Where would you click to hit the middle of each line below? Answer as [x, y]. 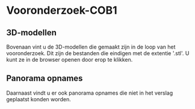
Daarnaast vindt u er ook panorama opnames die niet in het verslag [90, 93]
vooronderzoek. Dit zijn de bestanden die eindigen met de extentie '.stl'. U [98, 53]
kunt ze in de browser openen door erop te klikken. [70, 60]
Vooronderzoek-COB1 [62, 10]
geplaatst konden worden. [39, 99]
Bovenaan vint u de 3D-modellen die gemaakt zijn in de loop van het [91, 47]
